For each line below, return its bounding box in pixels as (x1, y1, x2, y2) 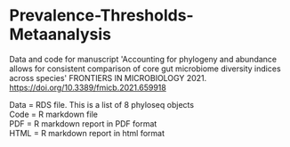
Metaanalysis (9, 24, 112, 45)
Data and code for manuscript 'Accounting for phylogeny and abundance (9, 53, 278, 64)
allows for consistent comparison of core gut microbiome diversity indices (9, 63, 282, 74)
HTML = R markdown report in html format (9, 127, 165, 138)
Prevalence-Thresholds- (9, 5, 194, 26)
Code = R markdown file (9, 109, 98, 119)
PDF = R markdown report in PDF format (9, 118, 157, 129)
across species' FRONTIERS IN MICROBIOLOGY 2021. (9, 72, 207, 83)
